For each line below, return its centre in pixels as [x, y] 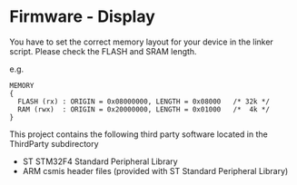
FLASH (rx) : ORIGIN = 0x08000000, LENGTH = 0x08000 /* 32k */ [144, 102]
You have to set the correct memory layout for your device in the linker [142, 42]
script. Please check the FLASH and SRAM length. [103, 51]
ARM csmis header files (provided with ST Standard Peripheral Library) [155, 170]
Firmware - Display [83, 17]
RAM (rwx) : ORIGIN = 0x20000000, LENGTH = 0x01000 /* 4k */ [144, 109]
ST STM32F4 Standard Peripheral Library [100, 161]
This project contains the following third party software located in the [139, 134]
